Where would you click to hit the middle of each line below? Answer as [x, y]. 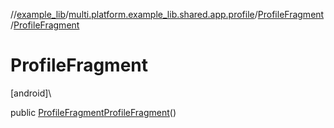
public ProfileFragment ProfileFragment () [93, 112]
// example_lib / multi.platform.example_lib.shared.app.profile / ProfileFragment [167, 14]
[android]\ [31, 93]
